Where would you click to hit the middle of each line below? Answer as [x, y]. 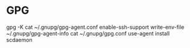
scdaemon [19, 40]
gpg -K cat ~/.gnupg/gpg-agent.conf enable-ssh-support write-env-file [95, 27]
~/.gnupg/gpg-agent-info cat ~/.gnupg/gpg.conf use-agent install [88, 33]
